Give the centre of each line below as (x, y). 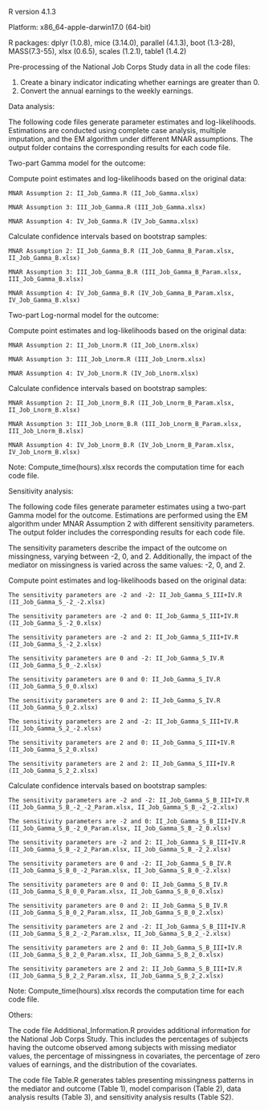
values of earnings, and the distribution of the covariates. (103, 1064)
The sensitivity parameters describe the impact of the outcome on (118, 548)
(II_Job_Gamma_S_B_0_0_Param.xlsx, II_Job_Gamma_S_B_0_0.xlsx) (116, 892)
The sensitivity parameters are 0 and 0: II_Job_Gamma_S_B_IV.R (118, 884)
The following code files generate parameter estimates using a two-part (127, 506)
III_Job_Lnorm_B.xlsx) (46, 431)
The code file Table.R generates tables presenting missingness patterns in (131, 1080)
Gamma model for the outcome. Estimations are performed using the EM (128, 515)
